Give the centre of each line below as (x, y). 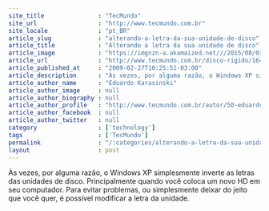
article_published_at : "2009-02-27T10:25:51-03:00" (105, 68)
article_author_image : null (64, 90)
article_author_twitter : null (64, 120)
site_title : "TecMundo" (75, 16)
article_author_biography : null (64, 98)
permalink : (55, 142)
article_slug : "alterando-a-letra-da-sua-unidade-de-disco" (134, 38)
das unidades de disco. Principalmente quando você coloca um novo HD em (134, 181)
